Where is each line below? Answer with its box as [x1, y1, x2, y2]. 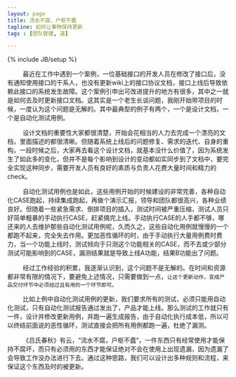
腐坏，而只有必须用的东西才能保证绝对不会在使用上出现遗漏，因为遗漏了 [19, 345, 229, 353]
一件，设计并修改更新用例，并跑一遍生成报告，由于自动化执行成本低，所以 [7, 312, 223, 321]
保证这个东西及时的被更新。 [7, 362, 88, 371]
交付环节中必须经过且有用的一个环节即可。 [12, 282, 117, 289]
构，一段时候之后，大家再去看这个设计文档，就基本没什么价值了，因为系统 [7, 146, 223, 154]
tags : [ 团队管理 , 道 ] [7, 29, 69, 37]
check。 [7, 173, 32, 181]
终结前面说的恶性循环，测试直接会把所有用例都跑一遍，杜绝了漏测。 [13, 321, 211, 330]
